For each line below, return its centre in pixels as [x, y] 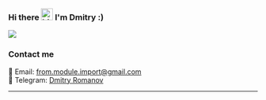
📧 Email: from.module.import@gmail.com [75, 72]
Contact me [31, 54]
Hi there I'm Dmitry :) [56, 17]
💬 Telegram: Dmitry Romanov [56, 80]
